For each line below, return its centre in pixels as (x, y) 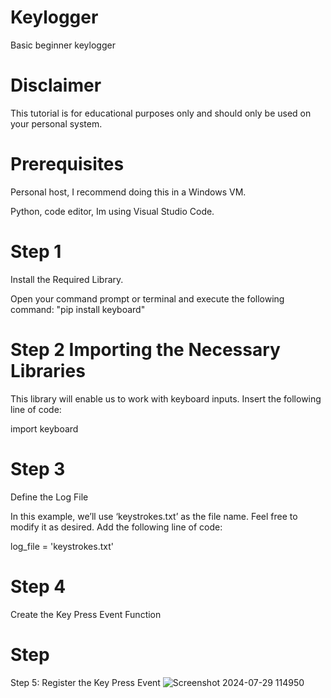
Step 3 (38, 468)
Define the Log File (49, 497)
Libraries (48, 370)
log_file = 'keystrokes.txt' (62, 546)
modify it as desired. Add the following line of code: (116, 527)
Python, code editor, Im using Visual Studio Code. (112, 211)
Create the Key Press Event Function (86, 614)
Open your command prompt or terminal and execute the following (147, 298)
